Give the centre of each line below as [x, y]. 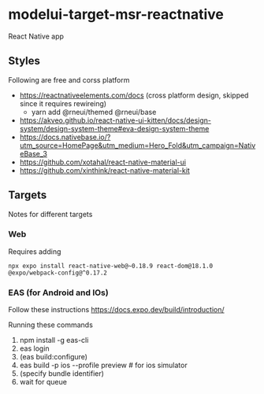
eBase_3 [33, 153]
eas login [34, 348]
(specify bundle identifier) [62, 374]
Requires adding [35, 251]
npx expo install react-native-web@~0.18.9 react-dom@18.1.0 [111, 266]
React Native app [36, 36]
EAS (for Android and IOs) [58, 293]
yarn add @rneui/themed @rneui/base [94, 112]
